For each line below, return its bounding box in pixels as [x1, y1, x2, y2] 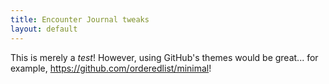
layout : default [10, 24, 78, 34]
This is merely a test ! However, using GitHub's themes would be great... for [10, 51, 319, 63]
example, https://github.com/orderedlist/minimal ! [10, 62, 212, 74]
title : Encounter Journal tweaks [10, 14, 150, 25]
